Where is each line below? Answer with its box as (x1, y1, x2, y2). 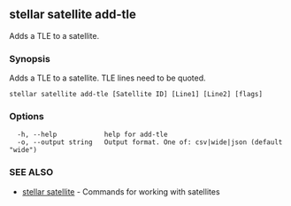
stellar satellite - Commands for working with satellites (21, 186, 220, 197)
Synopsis (9, 52, 50, 65)
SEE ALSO (9, 166, 54, 179)
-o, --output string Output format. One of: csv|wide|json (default (17, 138, 283, 147)
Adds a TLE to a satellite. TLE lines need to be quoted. (9, 72, 206, 83)
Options (9, 111, 44, 123)
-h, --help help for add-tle (17, 130, 168, 140)
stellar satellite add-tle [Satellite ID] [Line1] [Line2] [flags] (9, 90, 264, 99)
